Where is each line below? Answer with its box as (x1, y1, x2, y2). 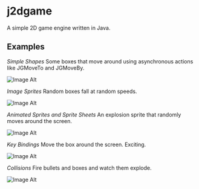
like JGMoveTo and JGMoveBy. (7, 64, 85, 71)
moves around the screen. (7, 117, 72, 124)
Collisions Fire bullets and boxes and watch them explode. (7, 164, 152, 171)
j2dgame (7, 4, 53, 18)
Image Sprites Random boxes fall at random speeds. (7, 88, 137, 95)
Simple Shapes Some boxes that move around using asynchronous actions (7, 57, 194, 65)
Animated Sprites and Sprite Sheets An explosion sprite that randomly (7, 111, 181, 118)
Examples (7, 42, 45, 52)
